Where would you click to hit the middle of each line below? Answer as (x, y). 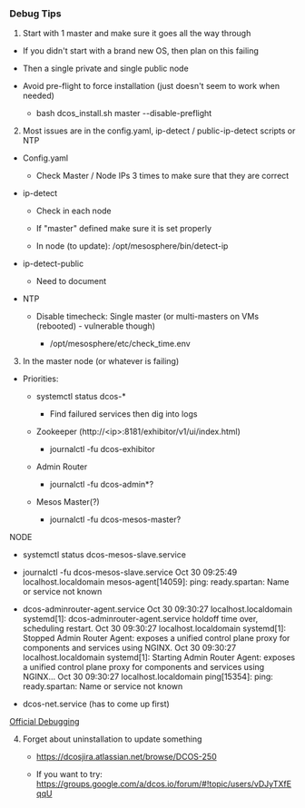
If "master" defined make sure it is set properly (123, 229)
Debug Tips (35, 14)
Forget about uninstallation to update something (112, 739)
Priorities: (40, 379)
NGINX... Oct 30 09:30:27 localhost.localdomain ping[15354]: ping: (148, 677)
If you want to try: (69, 774)
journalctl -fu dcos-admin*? (102, 485)
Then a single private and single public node (105, 69)
